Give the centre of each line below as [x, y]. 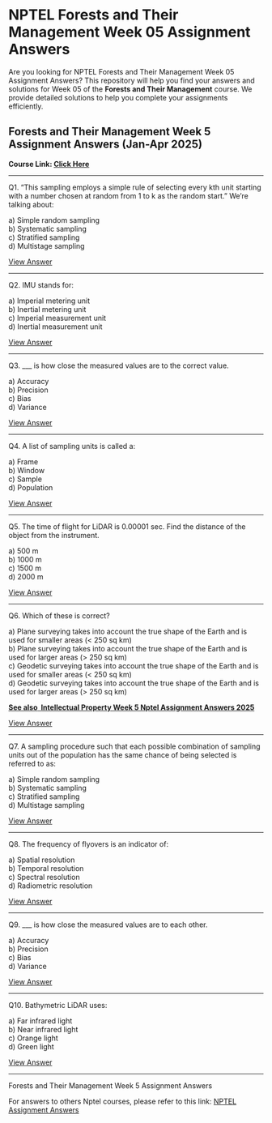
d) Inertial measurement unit [55, 327]
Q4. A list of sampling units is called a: [72, 446]
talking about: [31, 204]
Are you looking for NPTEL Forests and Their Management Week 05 [121, 71]
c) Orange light [33, 1038]
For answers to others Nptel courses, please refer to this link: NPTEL [123, 1101]
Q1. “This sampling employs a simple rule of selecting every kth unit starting [135, 187]
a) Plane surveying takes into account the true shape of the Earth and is [128, 631]
